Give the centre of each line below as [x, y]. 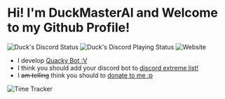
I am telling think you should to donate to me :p [85, 75]
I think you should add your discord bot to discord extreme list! [108, 68]
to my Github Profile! [69, 28]
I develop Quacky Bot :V [52, 60]
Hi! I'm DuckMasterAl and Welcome [113, 13]
